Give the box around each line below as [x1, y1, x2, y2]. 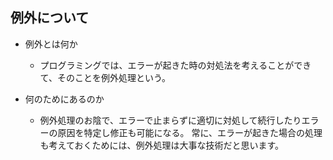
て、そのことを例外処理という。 [39, 71, 172, 83]
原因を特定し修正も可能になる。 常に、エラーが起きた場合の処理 [57, 126, 323, 138]
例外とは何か [24, 38, 78, 50]
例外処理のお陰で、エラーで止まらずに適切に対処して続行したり [39, 114, 302, 126]
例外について [10, 9, 90, 27]
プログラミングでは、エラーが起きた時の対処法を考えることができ [39, 59, 312, 71]
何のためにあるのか [24, 93, 105, 105]
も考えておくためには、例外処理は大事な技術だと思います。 [39, 139, 285, 151]
